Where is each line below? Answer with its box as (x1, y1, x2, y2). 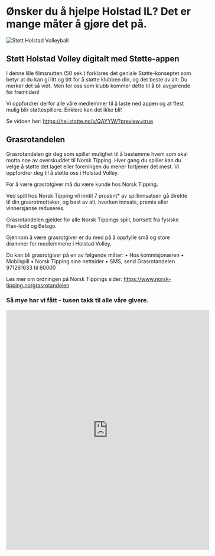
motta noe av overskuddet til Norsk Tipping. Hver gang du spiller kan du (6, 156, 182, 163)
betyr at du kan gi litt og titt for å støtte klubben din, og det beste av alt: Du (6, 76, 188, 83)
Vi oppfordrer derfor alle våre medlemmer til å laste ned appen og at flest (6, 100, 184, 107)
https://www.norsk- (123, 275, 171, 282)
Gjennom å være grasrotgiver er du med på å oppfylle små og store (6, 234, 170, 241)
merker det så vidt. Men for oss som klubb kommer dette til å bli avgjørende (6, 82, 191, 89)
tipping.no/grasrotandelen (6, 282, 70, 289)
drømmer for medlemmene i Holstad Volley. (6, 240, 112, 247)
